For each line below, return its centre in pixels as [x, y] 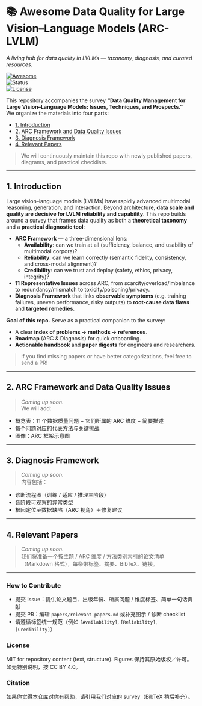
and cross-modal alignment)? [60, 264]
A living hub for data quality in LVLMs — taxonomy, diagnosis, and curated [99, 58]
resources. [20, 64]
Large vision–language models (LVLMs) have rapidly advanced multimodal [98, 201]
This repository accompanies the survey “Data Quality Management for [96, 100]
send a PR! [34, 363]
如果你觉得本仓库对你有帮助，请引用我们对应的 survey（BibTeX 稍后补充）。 [100, 697]
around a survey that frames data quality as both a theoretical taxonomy [97, 220]
